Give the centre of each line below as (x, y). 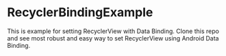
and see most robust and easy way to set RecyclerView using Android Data (113, 38)
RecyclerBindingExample (80, 12)
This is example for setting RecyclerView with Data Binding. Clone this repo (113, 31)
